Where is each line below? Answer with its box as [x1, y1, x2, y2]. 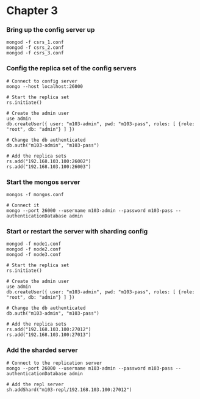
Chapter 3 [6, 4, 58, 18]
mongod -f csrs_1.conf [6, 39, 64, 46]
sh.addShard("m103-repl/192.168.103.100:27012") [6, 386, 132, 393]
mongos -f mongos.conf [6, 192, 64, 198]
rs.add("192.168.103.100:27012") [6, 326, 91, 333]
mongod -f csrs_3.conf [6, 50, 64, 56]
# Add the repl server [6, 381, 64, 387]
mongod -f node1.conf [6, 241, 62, 247]
